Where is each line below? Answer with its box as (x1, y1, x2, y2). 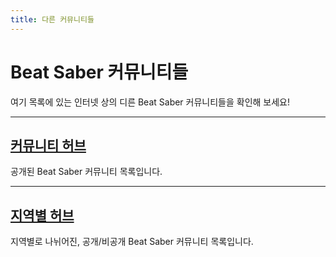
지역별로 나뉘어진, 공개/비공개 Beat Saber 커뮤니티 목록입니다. (10, 236, 254, 248)
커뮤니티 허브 (10, 137, 87, 154)
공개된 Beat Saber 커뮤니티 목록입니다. (10, 166, 163, 178)
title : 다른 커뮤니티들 (10, 14, 95, 25)
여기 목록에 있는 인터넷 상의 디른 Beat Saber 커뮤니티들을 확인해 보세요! (10, 96, 291, 108)
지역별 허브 (10, 207, 75, 224)
